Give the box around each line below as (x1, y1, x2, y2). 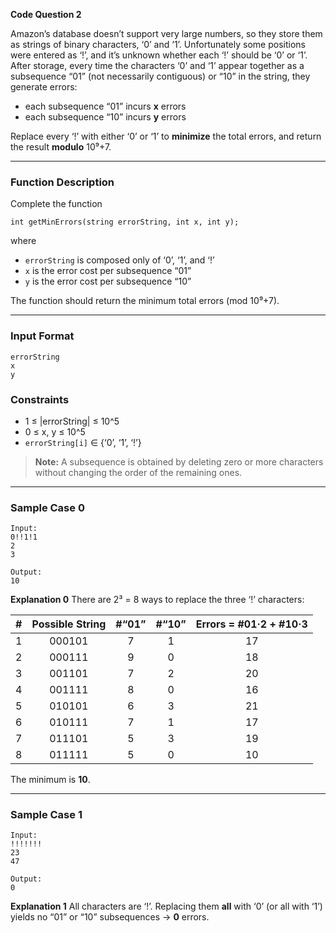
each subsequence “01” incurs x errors (24, 100, 187, 112)
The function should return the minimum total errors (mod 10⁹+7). (10, 295, 280, 307)
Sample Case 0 (10, 500, 85, 514)
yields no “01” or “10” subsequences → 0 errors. (10, 911, 210, 923)
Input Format (10, 329, 75, 343)
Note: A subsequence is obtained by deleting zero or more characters (34, 455, 324, 468)
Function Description (10, 175, 115, 189)
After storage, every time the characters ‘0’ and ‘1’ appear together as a (10, 60, 305, 71)
